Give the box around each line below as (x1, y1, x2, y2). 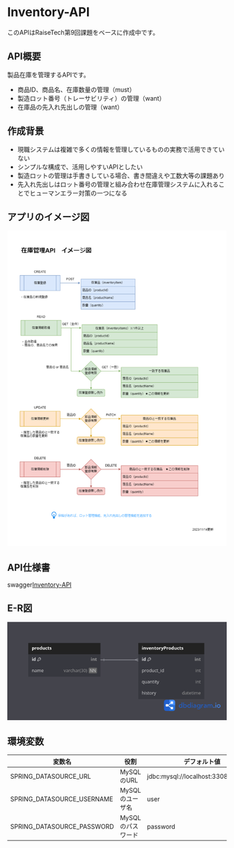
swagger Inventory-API (7, 580, 72, 589)
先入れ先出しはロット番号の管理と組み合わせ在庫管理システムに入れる (17, 180, 219, 189)
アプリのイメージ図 (7, 211, 90, 223)
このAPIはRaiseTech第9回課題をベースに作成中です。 (7, 28, 159, 36)
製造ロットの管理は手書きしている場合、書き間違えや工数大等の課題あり (17, 171, 225, 180)
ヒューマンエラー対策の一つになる (29, 189, 127, 197)
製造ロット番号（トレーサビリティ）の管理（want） (17, 94, 166, 102)
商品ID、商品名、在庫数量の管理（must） (17, 85, 136, 94)
